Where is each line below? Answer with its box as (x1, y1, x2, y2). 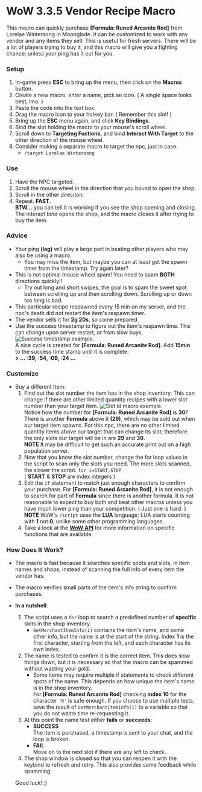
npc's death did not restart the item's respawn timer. (14, 309, 146, 316)
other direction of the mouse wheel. (14, 136, 104, 144)
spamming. (24, 768, 52, 775)
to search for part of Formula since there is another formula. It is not (24, 492, 194, 499)
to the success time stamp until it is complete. (14, 348, 129, 355)
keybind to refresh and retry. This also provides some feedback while (24, 761, 197, 768)
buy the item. (14, 216, 48, 224)
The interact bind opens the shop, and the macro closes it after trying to (14, 210, 194, 217)
